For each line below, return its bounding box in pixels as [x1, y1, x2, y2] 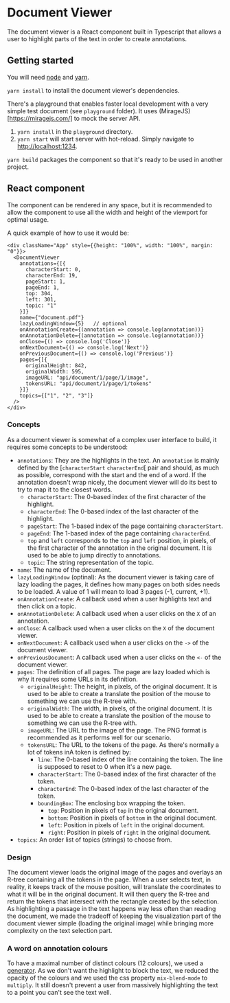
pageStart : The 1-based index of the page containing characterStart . [27, 522, 223, 530]
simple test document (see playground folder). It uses [7, 106, 158, 115]
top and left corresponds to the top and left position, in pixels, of [27, 536, 216, 544]
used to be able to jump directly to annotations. [27, 551, 161, 559]
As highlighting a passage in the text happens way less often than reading [7, 905, 216, 913]
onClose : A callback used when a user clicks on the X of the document [16, 623, 215, 632]
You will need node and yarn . [7, 73, 90, 81]
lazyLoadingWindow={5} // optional [19, 320, 128, 327]
